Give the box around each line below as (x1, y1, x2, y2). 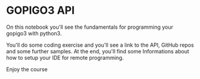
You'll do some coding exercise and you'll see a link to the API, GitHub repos (6, 41, 194, 48)
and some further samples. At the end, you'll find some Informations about (6, 47, 189, 54)
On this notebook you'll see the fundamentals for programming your (6, 23, 173, 31)
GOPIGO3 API (6, 4, 75, 17)
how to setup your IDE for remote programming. (6, 54, 124, 61)
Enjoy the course (6, 65, 48, 72)
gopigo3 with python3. (6, 29, 62, 37)
